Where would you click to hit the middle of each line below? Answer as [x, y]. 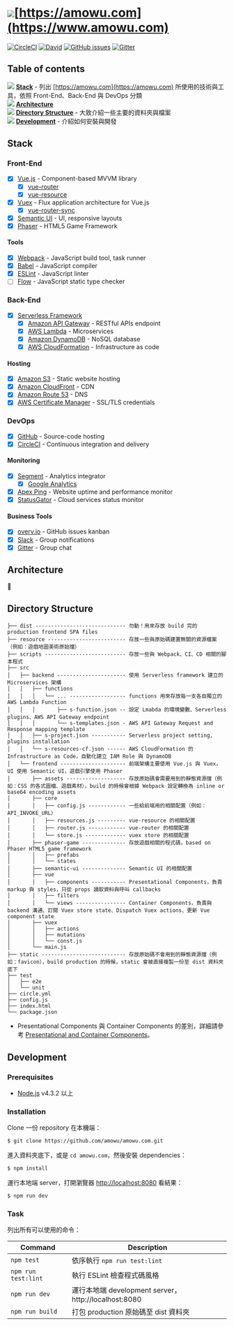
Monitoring [24, 461]
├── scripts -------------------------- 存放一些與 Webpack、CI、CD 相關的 [114, 654]
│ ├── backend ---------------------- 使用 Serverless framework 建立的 [116, 675]
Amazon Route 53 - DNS [53, 395]
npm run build [34, 1312]
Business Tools [30, 516]
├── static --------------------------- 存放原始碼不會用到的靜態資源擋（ [110, 955]
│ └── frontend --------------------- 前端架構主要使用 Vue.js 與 [104, 764]
